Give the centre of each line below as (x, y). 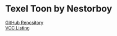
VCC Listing (18, 27)
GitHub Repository (24, 22)
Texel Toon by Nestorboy (59, 9)
